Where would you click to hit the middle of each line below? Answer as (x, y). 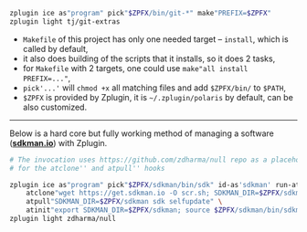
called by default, (55, 48)
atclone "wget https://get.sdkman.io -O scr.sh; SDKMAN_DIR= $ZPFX (153, 193)
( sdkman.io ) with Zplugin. (58, 142)
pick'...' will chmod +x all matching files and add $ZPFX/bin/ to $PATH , (154, 88)
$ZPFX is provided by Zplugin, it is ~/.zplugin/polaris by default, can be (158, 97)
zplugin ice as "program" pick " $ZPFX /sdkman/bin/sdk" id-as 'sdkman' (141, 185)
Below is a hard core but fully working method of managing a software (142, 133)
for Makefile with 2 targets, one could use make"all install (135, 68)
